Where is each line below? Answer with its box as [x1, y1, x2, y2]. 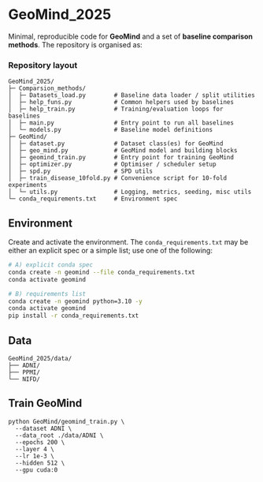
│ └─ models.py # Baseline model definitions [8, 126, 213, 134]
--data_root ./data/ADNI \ [15, 432, 104, 439]
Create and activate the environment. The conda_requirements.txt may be [8, 237, 249, 247]
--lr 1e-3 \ [15, 452, 55, 460]
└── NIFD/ [8, 375, 41, 383]
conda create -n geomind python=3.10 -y [8, 297, 143, 305]
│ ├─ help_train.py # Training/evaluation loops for [8, 105, 224, 114]
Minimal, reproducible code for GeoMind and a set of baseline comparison [8, 32, 254, 41]
